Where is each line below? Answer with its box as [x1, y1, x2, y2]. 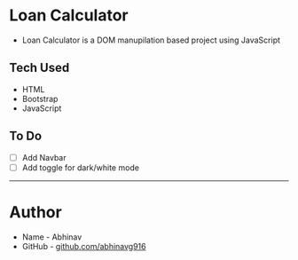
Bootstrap [21, 93, 59, 104]
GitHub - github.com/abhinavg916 [21, 240, 146, 251]
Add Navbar [21, 152, 67, 162]
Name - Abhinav [21, 232, 82, 242]
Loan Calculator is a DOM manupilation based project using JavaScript [21, 35, 281, 45]
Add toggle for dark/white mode [21, 162, 140, 173]
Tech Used [9, 60, 70, 75]
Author [9, 201, 62, 222]
